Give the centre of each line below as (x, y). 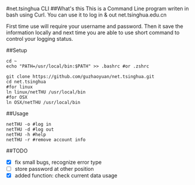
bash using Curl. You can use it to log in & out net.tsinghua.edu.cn (87, 15)
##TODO (17, 151)
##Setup (17, 50)
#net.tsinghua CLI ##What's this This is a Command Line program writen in (97, 9)
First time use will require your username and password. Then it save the (95, 26)
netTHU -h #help (26, 135)
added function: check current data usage (66, 176)
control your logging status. (40, 39)
